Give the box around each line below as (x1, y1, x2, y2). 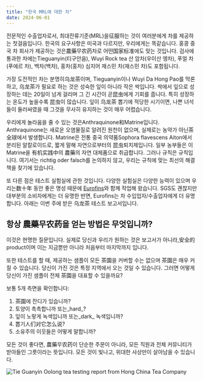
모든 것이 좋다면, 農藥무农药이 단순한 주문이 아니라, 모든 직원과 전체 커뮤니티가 (6, 341, 192, 348)
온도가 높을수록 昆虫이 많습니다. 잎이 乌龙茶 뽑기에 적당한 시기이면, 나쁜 (12, 98, 183, 105)
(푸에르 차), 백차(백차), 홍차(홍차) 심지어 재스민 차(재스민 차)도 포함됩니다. (6, 62, 180, 70)
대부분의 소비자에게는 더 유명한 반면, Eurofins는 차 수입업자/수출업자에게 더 (6, 192, 184, 199)
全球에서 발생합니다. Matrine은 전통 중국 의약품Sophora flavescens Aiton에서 (6, 133, 193, 141)
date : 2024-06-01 (6, 15, 50, 21)
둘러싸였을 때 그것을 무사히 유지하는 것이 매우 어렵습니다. (17, 106, 152, 113)
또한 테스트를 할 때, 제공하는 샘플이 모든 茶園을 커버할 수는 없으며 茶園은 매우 (6, 257, 189, 264)
